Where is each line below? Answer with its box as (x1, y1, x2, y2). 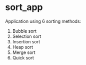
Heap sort (12, 44, 33, 50)
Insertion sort (12, 38, 40, 44)
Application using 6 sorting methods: (5, 18, 81, 24)
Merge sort (12, 49, 36, 55)
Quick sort (12, 54, 34, 60)
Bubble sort (12, 28, 36, 34)
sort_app (5, 2, 43, 13)
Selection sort (12, 33, 41, 39)
